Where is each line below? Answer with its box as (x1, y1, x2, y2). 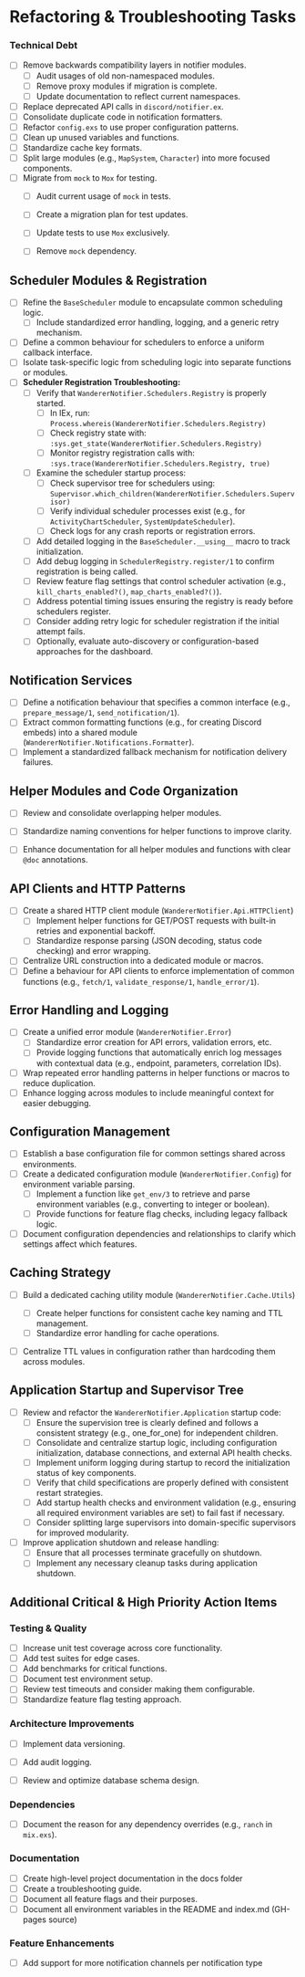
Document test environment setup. (22, 1673, 153, 1685)
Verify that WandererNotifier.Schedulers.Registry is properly (36, 387, 267, 398)
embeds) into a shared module (22, 727, 138, 738)
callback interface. (22, 347, 93, 358)
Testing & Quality (9, 1622, 87, 1635)
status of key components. (36, 1467, 137, 1478)
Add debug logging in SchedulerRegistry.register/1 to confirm (36, 556, 275, 567)
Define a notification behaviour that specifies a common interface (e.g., (22, 696, 290, 708)
